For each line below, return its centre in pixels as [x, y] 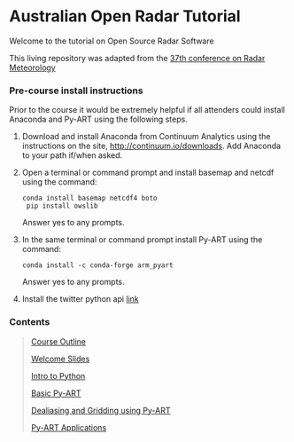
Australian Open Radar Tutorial [125, 16]
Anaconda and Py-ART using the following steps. [98, 119]
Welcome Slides [60, 359]
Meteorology [32, 67]
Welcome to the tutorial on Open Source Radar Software [112, 41]
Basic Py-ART [56, 393]
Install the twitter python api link [80, 299]
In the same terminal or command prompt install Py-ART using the [142, 240]
